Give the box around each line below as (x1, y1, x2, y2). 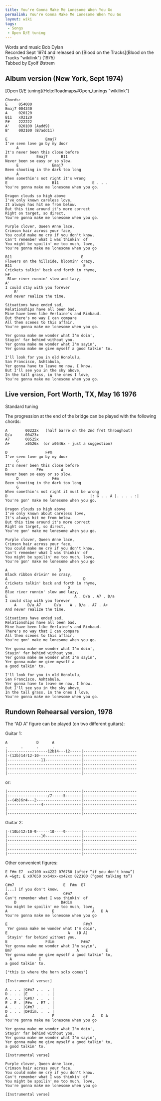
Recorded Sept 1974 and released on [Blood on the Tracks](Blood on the (5, 49, 154, 55)
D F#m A (5, 467, 64, 472)
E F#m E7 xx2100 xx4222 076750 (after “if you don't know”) (5, 870, 135, 875)
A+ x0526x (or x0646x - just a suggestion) (5, 441, 113, 446)
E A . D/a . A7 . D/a (5, 594, 115, 599)
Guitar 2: (5, 820, 23, 826)
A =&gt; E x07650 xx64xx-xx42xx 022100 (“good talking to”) (5, 874, 133, 879)
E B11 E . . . (5, 180, 108, 185)
